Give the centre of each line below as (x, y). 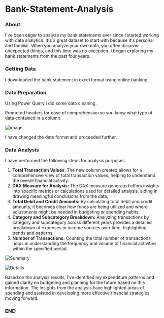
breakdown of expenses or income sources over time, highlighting (79, 228)
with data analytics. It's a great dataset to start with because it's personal (80, 40)
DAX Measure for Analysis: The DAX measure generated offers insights (85, 186)
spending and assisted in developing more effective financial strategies (77, 293)
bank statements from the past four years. (48, 56)
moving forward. (22, 298)
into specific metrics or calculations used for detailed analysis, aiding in (85, 191)
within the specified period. (40, 249)
